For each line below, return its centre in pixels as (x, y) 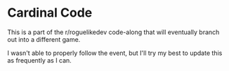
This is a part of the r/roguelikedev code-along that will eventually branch (113, 32)
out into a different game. (44, 39)
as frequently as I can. (39, 60)
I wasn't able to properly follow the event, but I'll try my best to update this (115, 53)
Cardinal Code (50, 13)
